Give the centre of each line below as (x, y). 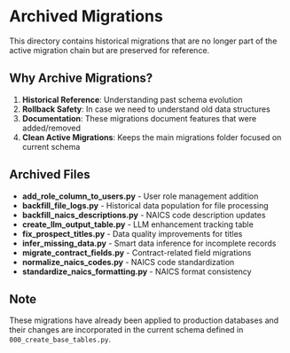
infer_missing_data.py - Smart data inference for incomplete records (149, 243)
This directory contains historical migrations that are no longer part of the (143, 41)
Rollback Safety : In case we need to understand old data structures (146, 109)
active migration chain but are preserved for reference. (110, 50)
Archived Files (50, 175)
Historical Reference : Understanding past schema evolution (132, 99)
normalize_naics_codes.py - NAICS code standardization (128, 262)
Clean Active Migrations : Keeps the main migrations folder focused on (152, 137)
